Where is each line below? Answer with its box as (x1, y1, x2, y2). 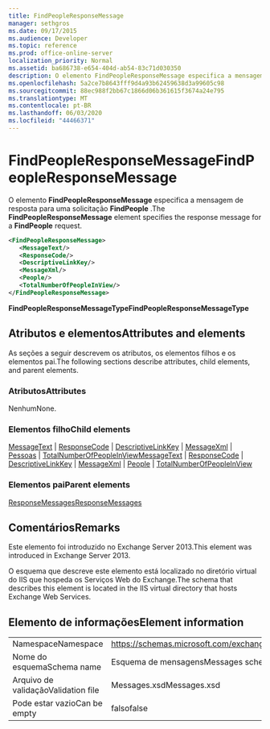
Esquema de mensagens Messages (111, 657, 243, 668)
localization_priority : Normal (8, 57, 113, 65)
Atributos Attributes (8, 385, 87, 396)
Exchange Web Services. (8, 592, 92, 602)
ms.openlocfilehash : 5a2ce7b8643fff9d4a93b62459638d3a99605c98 (8, 79, 225, 87)
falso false (111, 702, 149, 714)
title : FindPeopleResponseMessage (8, 11, 125, 20)
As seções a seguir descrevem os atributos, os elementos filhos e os (8, 348, 236, 358)
